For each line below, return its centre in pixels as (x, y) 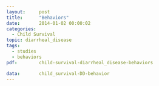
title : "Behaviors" (38, 18)
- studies (24, 51)
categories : (21, 29)
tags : (13, 46)
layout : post (28, 12)
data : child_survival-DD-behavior (58, 73)
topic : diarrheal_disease (39, 40)
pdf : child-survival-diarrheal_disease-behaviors (80, 62)
